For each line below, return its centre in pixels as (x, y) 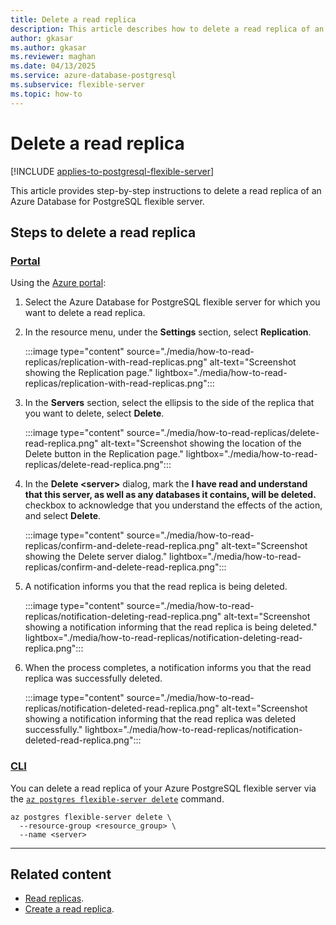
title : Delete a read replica (73, 19)
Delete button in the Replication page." (104, 454)
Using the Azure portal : (58, 283)
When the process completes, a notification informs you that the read (168, 668)
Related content (61, 874)
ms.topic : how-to (46, 94)
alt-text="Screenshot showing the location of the (201, 443)
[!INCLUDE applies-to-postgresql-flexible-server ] (112, 171)
